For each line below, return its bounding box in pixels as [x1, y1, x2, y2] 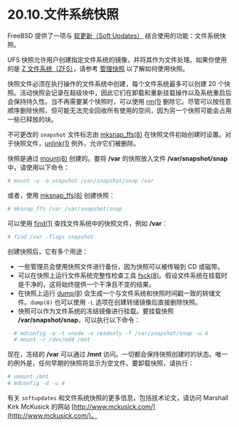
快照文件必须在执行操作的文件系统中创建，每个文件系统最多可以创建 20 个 [7, 79, 225, 88]
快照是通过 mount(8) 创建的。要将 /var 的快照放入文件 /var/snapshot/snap [7, 154, 228, 162]
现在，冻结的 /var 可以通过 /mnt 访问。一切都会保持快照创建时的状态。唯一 [7, 350, 228, 359]
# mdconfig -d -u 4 [7, 380, 65, 387]
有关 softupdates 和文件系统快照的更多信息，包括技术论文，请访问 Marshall [7, 394, 229, 402]
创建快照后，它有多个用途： [7, 247, 89, 255]
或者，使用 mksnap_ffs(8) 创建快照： [7, 191, 116, 199]
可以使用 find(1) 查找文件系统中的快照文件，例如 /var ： [7, 218, 169, 228]
